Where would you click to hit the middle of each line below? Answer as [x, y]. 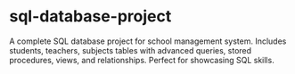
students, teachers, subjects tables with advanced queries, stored [131, 50]
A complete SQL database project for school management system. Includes [148, 41]
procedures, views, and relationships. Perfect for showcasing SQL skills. [142, 60]
